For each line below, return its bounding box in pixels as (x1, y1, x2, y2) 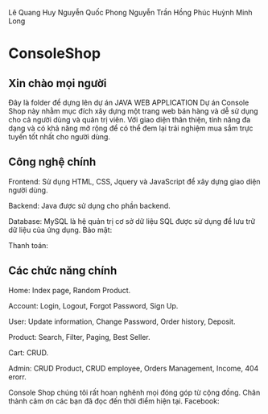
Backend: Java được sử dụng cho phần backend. (8, 201, 171, 210)
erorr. (8, 371, 27, 382)
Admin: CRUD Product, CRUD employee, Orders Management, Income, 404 (8, 363, 259, 373)
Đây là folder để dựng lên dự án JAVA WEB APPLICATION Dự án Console (8, 97, 249, 107)
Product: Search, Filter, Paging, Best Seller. (8, 332, 150, 342)
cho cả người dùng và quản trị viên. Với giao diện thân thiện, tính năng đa (8, 115, 251, 124)
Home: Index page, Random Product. (8, 285, 131, 295)
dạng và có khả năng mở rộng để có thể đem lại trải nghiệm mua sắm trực (8, 123, 254, 133)
